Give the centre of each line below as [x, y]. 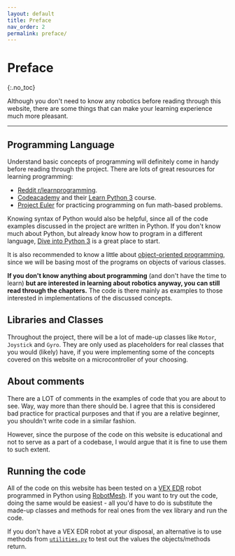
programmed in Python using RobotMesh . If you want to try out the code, [113, 496]
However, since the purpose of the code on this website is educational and [115, 434]
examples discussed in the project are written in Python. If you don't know [114, 226]
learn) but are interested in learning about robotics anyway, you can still [114, 283]
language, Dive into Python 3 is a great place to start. [84, 241]
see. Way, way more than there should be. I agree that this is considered [111, 406]
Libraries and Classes [55, 320]
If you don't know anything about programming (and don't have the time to [117, 276]
